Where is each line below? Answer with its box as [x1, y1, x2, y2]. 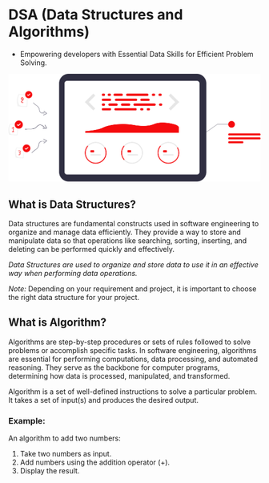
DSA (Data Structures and [8, 6, 183, 24]
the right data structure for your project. [8, 293, 140, 302]
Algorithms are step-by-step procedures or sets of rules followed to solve [8, 337, 251, 347]
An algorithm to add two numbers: [8, 433, 122, 443]
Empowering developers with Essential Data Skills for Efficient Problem [19, 49, 254, 59]
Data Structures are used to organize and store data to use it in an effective [8, 260, 259, 270]
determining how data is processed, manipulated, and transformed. [8, 371, 231, 380]
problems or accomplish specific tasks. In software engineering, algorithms [8, 345, 257, 355]
